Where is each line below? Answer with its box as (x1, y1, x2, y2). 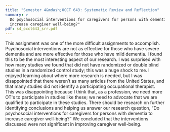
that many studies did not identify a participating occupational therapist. (5, 83, 155, 89)
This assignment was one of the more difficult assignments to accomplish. (5, 40, 160, 46)
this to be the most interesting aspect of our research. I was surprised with (5, 56, 161, 62)
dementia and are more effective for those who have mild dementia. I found (5, 51, 162, 57)
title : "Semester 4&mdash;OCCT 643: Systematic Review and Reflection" (5, 7, 159, 13)
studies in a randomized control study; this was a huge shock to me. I (5, 67, 150, 74)
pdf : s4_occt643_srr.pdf (5, 26, 58, 31)
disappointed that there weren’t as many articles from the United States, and (5, 78, 164, 84)
